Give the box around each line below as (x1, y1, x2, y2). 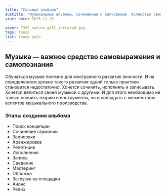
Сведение (12, 160, 34, 166)
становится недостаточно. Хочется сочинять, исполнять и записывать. (5, 84, 156, 90)
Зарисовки (12, 134, 36, 140)
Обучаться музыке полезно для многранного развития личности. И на (5, 74, 155, 79)
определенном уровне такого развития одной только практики (5, 78, 139, 84)
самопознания (5, 60, 53, 69)
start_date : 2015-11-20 (5, 16, 54, 21)
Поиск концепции (12, 123, 50, 129)
